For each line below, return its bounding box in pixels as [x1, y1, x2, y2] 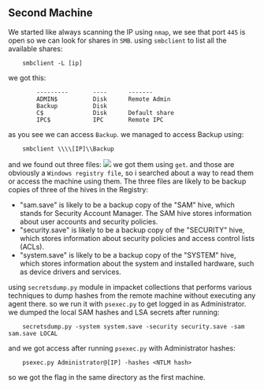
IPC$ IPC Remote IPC [36, 116, 164, 124]
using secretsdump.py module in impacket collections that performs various [8, 282, 252, 292]
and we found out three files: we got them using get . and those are [8, 159, 235, 169]
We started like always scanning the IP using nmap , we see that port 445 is [8, 27, 246, 36]
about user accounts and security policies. [19, 217, 158, 226]
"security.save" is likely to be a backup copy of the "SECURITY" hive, [19, 225, 245, 235]
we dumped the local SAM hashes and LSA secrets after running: [8, 307, 220, 317]
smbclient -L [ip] [22, 59, 83, 67]
